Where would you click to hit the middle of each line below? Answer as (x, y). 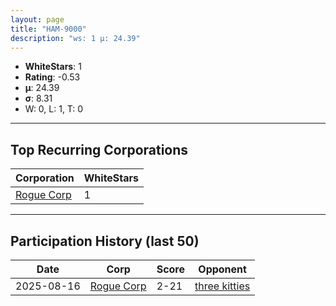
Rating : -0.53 (52, 77)
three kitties (222, 286)
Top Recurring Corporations (99, 149)
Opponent (222, 269)
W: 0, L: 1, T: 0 (54, 109)
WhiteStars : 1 (53, 67)
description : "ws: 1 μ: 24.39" (75, 38)
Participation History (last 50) (105, 241)
